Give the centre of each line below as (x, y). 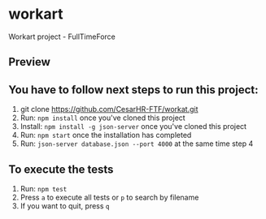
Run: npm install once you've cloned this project (102, 118)
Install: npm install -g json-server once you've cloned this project (133, 127)
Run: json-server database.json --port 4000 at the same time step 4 (137, 144)
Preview (30, 62)
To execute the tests (61, 169)
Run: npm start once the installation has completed (106, 135)
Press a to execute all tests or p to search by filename (109, 197)
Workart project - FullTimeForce (62, 36)
